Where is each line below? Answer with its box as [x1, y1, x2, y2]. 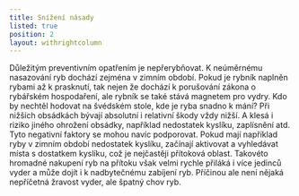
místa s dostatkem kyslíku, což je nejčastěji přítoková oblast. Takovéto [9, 149, 268, 159]
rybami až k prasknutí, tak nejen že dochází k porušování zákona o [9, 81, 256, 92]
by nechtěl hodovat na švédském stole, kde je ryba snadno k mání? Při [9, 100, 270, 112]
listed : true [9, 21, 58, 30]
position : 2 [9, 30, 54, 38]
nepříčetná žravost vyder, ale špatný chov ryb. [9, 176, 181, 188]
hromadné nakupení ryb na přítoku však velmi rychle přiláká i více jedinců [9, 158, 282, 168]
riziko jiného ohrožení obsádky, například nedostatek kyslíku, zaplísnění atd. [9, 120, 290, 131]
